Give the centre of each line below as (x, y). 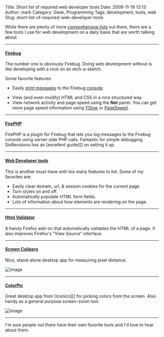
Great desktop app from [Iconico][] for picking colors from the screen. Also (81, 296)
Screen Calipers (22, 249)
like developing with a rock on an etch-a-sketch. (54, 69)
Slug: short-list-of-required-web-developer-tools (54, 17)
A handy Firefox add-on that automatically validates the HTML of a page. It (80, 228)
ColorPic (14, 285)
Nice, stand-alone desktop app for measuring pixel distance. (66, 260)
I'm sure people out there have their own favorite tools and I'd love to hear (80, 325)
